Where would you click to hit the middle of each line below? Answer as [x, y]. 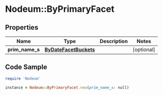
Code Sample [26, 67]
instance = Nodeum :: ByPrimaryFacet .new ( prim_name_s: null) [67, 88]
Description [114, 41]
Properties [22, 27]
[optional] [144, 49]
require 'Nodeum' [23, 78]
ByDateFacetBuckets [70, 49]
